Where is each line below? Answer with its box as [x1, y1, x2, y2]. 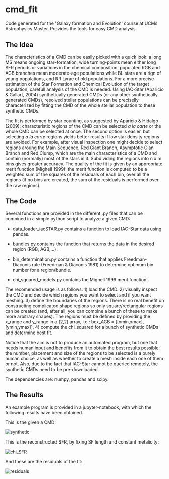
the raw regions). [5, 182, 41, 188]
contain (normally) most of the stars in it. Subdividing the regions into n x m [5, 155, 162, 161]
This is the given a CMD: [5, 419, 57, 425]
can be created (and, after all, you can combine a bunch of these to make [5, 308, 158, 314]
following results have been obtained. [5, 410, 83, 416]
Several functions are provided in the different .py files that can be [5, 210, 143, 216]
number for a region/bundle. [12, 267, 72, 273]
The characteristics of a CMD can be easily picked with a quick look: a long [5, 54, 162, 60]
